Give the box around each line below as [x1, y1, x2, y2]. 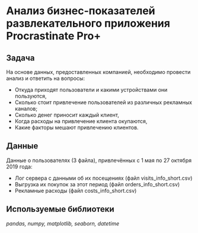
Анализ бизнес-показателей [6, 4, 155, 18]
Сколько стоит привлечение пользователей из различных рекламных [14, 99, 193, 106]
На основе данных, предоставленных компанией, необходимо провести [6, 69, 191, 75]
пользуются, [14, 93, 47, 99]
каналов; [14, 105, 37, 112]
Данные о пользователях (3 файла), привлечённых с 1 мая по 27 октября [6, 157, 192, 164]
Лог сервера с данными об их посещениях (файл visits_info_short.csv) [14, 174, 193, 182]
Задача [6, 53, 35, 63]
